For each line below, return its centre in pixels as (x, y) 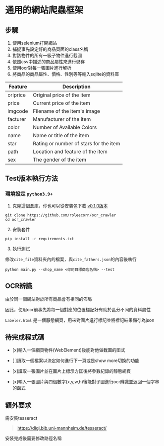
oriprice (17, 95)
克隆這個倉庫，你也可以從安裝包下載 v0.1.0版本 (60, 206)
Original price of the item (62, 95)
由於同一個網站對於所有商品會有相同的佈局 (49, 299)
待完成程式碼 (25, 337)
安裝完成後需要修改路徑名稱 (33, 439)
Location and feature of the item (70, 151)
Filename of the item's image (67, 111)
